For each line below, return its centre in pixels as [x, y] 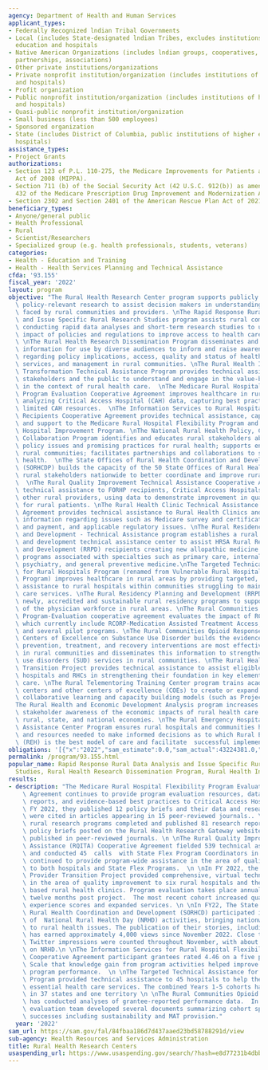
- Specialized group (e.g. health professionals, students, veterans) [128, 246]
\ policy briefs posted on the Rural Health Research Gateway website [142, 831]
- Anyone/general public [49, 216]
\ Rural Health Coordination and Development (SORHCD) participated [139, 913]
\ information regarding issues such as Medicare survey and [119, 520]
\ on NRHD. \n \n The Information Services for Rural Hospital [126, 950]
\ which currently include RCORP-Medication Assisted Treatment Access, [139, 624]
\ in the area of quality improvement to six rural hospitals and [135, 883]
